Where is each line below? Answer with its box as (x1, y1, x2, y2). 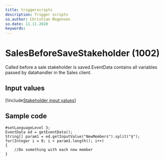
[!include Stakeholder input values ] (5, 97, 76, 103)
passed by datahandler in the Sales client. (5, 70, 92, 76)
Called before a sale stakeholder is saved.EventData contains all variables (5, 64, 157, 70)
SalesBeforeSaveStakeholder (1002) (5, 48, 160, 59)
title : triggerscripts (5, 7, 53, 13)
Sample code (5, 112, 47, 120)
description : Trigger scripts (5, 12, 69, 17)
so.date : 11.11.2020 (5, 21, 49, 27)
